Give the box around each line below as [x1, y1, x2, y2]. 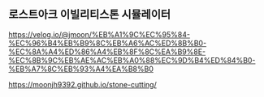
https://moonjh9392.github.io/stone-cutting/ [8, 79, 157, 89]
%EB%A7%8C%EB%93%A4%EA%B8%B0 [8, 64, 154, 74]
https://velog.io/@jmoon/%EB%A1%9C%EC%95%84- [8, 29, 191, 39]
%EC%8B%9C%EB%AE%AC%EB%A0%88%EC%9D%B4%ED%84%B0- [8, 55, 256, 65]
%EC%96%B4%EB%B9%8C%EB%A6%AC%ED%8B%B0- [8, 38, 207, 48]
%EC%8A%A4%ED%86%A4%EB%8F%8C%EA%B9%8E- [8, 47, 206, 57]
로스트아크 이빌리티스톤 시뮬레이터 [8, 7, 171, 22]
